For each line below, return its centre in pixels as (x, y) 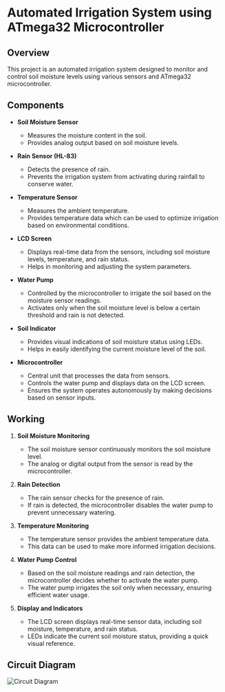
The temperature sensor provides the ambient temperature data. (119, 539)
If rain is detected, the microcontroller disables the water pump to (120, 505)
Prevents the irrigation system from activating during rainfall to (116, 176)
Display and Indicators (50, 608)
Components (35, 106)
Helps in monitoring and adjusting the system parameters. (109, 266)
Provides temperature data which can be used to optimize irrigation (123, 217)
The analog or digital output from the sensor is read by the (110, 464)
